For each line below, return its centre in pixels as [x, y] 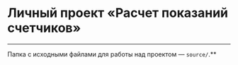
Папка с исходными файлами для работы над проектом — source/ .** [112, 54]
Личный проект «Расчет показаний [118, 13]
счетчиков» [44, 28]
